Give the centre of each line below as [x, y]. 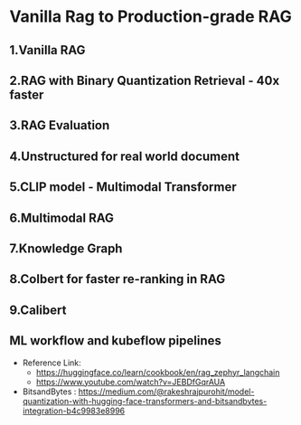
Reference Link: [52, 363]
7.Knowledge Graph [66, 248]
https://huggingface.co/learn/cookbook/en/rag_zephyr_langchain [158, 372]
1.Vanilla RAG [47, 50]
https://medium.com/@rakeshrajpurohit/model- [166, 392]
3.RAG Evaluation [60, 125]
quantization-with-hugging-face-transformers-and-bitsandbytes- [145, 401]
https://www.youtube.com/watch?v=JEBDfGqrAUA [131, 382]
